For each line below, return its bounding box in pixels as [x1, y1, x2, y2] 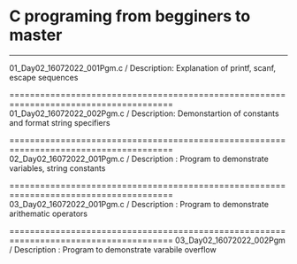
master [9, 25, 63, 45]
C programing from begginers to [9, 6, 251, 27]
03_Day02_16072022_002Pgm [175, 235, 286, 245]
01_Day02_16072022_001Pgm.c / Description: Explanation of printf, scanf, [9, 62, 277, 73]
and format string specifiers [9, 117, 110, 128]
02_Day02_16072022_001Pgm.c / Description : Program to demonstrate [9, 153, 270, 164]
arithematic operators [9, 208, 88, 219]
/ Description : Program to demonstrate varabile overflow [9, 244, 217, 254]
